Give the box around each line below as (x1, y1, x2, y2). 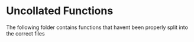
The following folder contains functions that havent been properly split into (6, 24, 188, 31)
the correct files (6, 30, 46, 37)
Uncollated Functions (6, 4, 114, 18)
